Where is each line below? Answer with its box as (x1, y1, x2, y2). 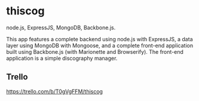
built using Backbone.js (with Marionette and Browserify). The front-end (6, 48, 184, 55)
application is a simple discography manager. (6, 54, 118, 62)
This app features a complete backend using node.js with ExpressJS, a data (6, 35, 193, 42)
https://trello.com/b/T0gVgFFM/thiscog (6, 88, 103, 95)
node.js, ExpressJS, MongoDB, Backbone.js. (6, 24, 116, 31)
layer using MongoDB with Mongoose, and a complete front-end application (6, 42, 193, 49)
